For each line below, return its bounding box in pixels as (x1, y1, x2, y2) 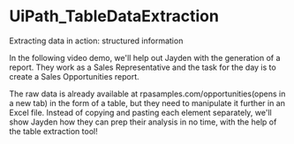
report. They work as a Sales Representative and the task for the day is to (9, 62, 276, 72)
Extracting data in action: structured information (9, 35, 184, 46)
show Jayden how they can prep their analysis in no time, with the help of (9, 117, 277, 127)
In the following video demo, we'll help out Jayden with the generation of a (9, 52, 281, 63)
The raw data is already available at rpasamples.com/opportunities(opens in (9, 88, 286, 99)
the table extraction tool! (9, 125, 99, 136)
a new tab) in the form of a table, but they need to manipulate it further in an (9, 97, 285, 108)
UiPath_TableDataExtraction (9, 6, 219, 27)
